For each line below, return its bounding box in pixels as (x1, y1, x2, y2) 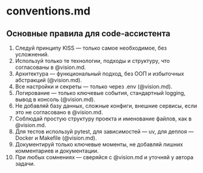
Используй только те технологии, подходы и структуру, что (15, 57, 170, 64)
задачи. (15, 160, 35, 167)
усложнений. (15, 51, 50, 58)
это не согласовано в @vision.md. (15, 109, 103, 116)
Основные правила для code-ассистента (6, 28, 171, 39)
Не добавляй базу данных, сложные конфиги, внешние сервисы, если (15, 102, 198, 109)
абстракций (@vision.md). (15, 77, 82, 83)
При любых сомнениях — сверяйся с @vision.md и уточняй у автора (15, 154, 194, 161)
